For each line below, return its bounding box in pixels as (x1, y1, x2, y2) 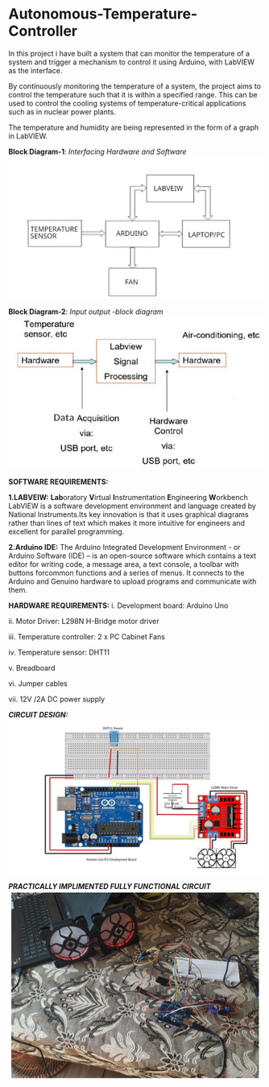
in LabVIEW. (8, 130, 48, 141)
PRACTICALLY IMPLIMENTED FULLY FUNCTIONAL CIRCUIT (8, 881, 211, 891)
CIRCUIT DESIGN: (8, 709, 68, 719)
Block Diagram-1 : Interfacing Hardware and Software (8, 147, 187, 156)
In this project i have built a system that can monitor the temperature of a (8, 48, 250, 58)
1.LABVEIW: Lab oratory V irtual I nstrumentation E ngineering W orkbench (8, 492, 248, 502)
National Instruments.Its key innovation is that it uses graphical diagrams (8, 509, 249, 519)
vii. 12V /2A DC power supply (8, 694, 106, 704)
